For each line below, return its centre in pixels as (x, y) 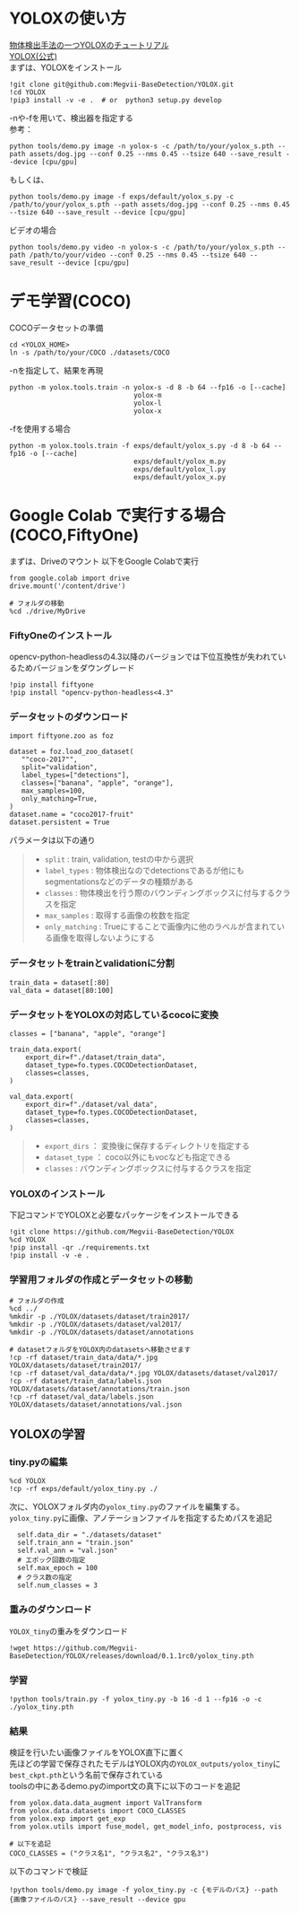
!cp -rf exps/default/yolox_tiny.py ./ (84, 1489)
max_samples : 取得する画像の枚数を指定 (117, 916)
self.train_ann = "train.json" (76, 1543)
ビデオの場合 (33, 230)
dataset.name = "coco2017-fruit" (72, 815)
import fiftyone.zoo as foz (62, 736)
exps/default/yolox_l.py (179, 469)
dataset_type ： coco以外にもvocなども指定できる (137, 1157)
